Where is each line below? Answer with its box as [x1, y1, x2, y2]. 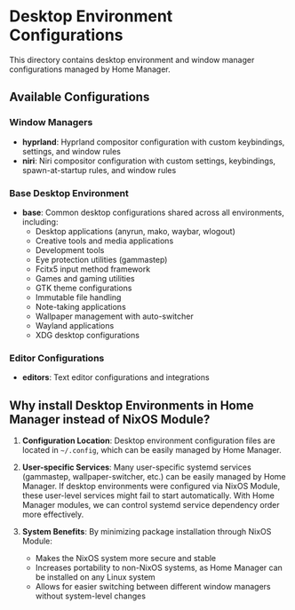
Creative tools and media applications [35, 235, 174, 246]
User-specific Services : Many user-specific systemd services [21, 462, 251, 472]
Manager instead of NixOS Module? [9, 411, 211, 427]
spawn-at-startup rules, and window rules [21, 164, 177, 175]
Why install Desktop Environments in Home [9, 398, 254, 413]
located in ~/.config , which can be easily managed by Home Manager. [21, 445, 282, 456]
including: [21, 216, 59, 227]
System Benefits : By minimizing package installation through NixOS [21, 527, 272, 537]
